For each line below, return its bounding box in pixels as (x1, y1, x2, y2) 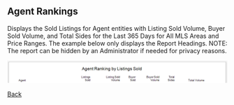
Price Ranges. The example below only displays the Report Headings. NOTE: (7, 38, 228, 48)
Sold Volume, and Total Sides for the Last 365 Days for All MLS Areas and (7, 31, 219, 40)
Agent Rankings (7, 6, 78, 17)
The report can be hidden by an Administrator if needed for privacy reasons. (7, 46, 227, 55)
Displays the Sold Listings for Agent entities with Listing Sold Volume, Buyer (7, 24, 226, 32)
